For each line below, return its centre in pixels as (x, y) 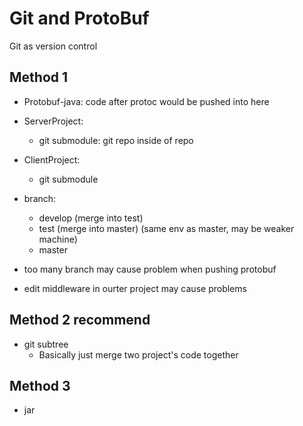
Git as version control (53, 46)
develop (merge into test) (91, 218)
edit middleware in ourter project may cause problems (135, 288)
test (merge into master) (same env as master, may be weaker (166, 228)
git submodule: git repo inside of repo (116, 140)
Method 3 (40, 385)
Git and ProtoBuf (79, 18)
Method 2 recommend (80, 320)
